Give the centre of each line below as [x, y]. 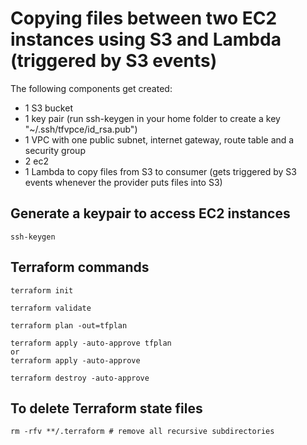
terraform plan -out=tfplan [69, 325]
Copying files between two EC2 [144, 18]
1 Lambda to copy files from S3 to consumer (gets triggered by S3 [160, 171]
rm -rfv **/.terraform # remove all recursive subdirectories [142, 432]
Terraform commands [80, 267]
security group [55, 150]
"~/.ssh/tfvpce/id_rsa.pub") [81, 129]
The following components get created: [91, 88]
